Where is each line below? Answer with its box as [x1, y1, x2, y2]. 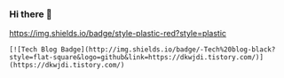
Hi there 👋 [9, 8, 53, 20]
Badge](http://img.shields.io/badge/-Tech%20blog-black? [60, 45, 276, 54]
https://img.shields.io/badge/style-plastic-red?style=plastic [9, 28, 227, 39]
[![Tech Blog [9, 45, 58, 54]
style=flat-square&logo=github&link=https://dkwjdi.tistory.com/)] [9, 53, 264, 62]
